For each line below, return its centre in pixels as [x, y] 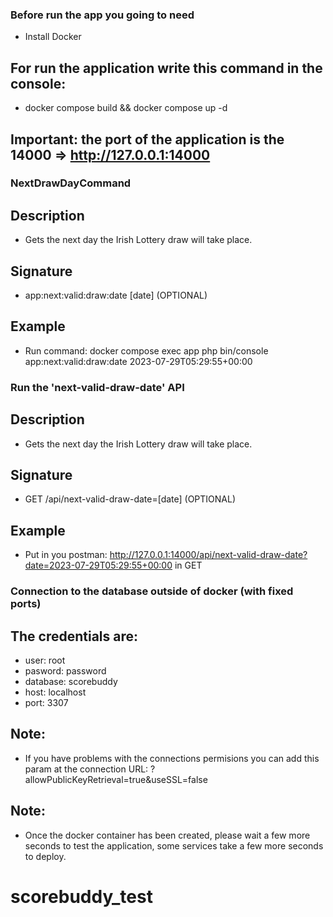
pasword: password [65, 670]
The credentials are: [74, 636]
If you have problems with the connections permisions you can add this [172, 758]
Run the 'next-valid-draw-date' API [97, 387]
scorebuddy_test [81, 896]
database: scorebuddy [71, 681]
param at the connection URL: [86, 769]
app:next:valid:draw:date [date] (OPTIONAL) [116, 295]
